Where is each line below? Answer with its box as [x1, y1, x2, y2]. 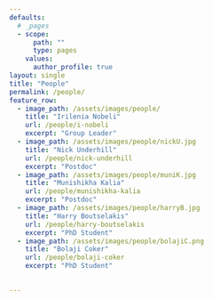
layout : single [9, 71, 66, 80]
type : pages [32, 46, 77, 55]
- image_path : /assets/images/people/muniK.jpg [17, 170, 197, 179]
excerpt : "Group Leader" [25, 129, 117, 138]
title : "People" [9, 79, 69, 88]
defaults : [9, 12, 46, 22]
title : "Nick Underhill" [25, 145, 117, 154]
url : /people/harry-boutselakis [25, 220, 145, 229]
